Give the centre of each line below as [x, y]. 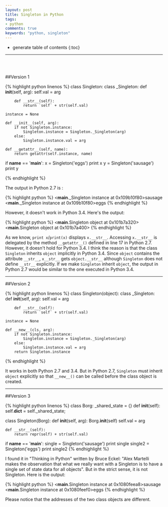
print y [12, 168]
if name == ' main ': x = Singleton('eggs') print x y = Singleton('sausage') [79, 163]
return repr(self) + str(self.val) [51, 434]
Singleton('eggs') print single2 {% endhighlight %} [57, 449]
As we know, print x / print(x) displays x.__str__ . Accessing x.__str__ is [81, 237]
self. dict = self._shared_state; [35, 411]
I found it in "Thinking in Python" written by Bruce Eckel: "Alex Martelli [77, 459]
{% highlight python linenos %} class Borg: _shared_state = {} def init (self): [83, 406]
